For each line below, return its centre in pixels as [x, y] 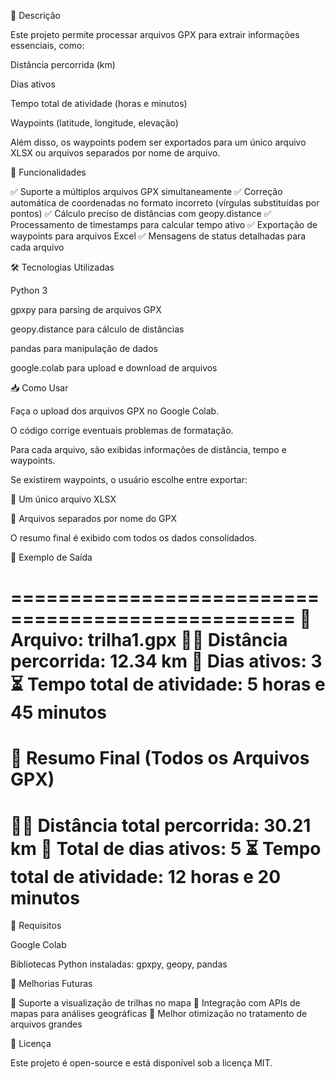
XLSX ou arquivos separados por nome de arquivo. [115, 153]
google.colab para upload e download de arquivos [114, 368]
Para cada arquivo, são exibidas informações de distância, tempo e [148, 449]
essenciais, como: [47, 45]
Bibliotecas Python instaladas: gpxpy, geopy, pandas [119, 964]
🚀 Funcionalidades [48, 172]
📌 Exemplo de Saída [51, 557]
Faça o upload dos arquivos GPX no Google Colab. [115, 411]
